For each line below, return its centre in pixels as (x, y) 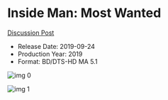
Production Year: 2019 (50, 54)
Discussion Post (31, 33)
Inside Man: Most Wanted (84, 13)
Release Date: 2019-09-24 (56, 46)
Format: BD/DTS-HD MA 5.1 (57, 61)
